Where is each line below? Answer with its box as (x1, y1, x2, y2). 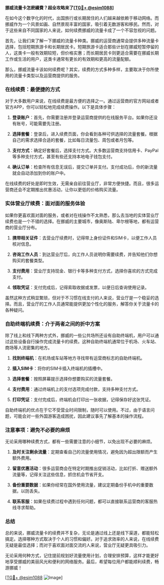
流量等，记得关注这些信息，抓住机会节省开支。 (12, 472, 106, 477)
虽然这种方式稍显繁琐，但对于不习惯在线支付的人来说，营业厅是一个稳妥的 (5, 294, 155, 300)
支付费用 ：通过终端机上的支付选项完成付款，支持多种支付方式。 (12, 386, 141, 392)
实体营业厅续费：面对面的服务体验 (5, 200, 85, 207)
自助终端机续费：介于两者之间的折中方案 (5, 320, 100, 327)
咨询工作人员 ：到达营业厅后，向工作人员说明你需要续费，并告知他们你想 (12, 251, 158, 257)
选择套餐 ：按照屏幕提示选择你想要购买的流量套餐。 (12, 376, 115, 382)
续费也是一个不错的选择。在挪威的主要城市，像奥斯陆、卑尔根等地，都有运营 (5, 218, 159, 224)
